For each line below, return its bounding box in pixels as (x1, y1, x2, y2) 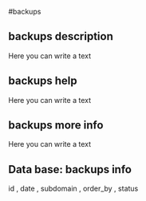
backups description (8, 30, 113, 43)
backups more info (8, 119, 104, 132)
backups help (8, 74, 77, 88)
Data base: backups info (8, 163, 132, 176)
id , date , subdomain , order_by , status (8, 183, 139, 194)
